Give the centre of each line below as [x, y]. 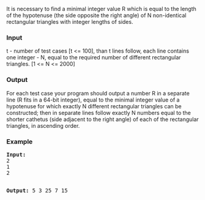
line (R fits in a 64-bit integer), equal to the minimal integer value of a [93, 100]
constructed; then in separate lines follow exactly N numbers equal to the [99, 113]
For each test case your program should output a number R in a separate [98, 93]
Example [20, 141]
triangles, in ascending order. [43, 125]
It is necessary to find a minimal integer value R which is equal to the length [102, 9]
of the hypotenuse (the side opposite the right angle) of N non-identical [96, 15]
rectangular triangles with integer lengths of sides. [70, 22]
